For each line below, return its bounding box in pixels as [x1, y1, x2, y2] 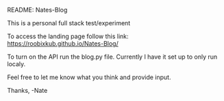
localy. [7, 60, 26, 68]
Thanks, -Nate [7, 87, 48, 94]
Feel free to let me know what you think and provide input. [7, 73, 171, 81]
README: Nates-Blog [7, 6, 68, 14]
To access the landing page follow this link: [7, 32, 129, 40]
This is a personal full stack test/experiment [7, 19, 131, 27]
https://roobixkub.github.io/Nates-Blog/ [7, 40, 119, 47]
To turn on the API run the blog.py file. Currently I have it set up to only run [7, 53, 218, 61]
